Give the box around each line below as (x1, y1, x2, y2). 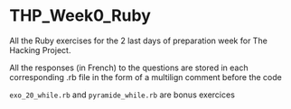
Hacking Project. (9, 44, 71, 55)
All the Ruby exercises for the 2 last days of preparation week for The (9, 35, 268, 46)
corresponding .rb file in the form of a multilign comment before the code (9, 71, 282, 82)
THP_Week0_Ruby (9, 5, 152, 26)
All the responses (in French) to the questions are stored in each (9, 62, 249, 73)
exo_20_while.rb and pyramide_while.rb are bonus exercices (9, 89, 235, 100)
